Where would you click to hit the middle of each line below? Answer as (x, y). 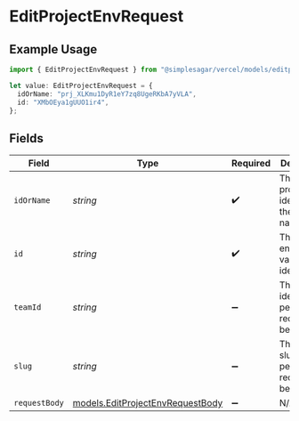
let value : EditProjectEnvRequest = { (81, 85)
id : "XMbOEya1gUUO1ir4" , (63, 102)
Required (251, 164)
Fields (27, 138)
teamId (28, 308)
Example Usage (53, 49)
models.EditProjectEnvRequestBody (148, 403)
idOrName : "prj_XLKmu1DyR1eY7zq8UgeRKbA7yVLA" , (107, 94)
